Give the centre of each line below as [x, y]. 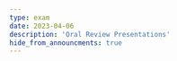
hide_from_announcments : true [66, 43]
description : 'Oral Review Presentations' [90, 34]
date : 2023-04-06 [42, 26]
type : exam [30, 17]
